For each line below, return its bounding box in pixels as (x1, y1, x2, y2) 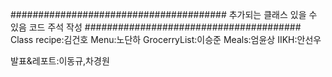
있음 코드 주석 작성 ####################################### (10, 21, 302, 33)
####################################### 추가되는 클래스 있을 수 (10, 9, 318, 20)
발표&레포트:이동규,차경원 (10, 55, 110, 67)
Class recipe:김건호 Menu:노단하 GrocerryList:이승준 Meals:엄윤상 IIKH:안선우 (10, 34, 322, 45)
